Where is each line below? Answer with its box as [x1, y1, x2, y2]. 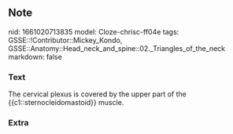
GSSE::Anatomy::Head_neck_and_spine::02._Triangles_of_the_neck [8, 43, 226, 53]
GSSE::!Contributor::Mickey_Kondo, [8, 35, 123, 45]
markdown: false [8, 52, 63, 61]
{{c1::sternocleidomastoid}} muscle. [8, 98, 124, 107]
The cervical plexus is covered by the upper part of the [8, 89, 187, 99]
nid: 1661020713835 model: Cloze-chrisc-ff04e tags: [8, 27, 179, 36]
